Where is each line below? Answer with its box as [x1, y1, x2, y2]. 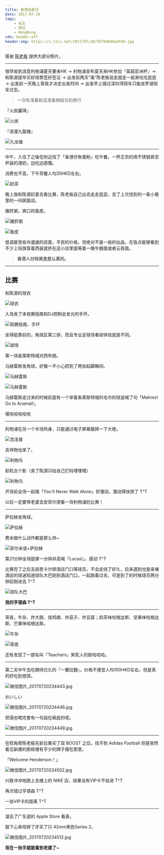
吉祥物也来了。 [5, 447, 35, 453]
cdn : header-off [5, 35, 38, 40]
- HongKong [14, 30, 36, 35]
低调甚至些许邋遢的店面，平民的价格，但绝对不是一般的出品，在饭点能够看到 [5, 239, 159, 245]
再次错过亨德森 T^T [5, 788, 44, 794]
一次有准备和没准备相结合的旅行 [17, 97, 82, 103]
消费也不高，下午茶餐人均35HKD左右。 [5, 170, 84, 176]
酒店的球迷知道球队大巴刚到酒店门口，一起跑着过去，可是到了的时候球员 [5, 572, 150, 578]
